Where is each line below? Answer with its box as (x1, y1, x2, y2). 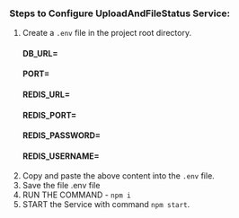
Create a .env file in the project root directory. (22, 28, 191, 39)
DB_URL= (22, 48, 58, 58)
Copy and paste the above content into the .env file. (22, 170, 216, 181)
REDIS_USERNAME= (22, 151, 101, 161)
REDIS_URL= (22, 89, 70, 100)
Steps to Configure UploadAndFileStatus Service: (9, 7, 231, 20)
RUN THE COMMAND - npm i (22, 189, 132, 200)
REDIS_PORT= (22, 109, 77, 120)
